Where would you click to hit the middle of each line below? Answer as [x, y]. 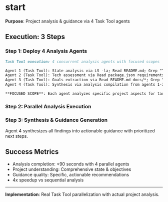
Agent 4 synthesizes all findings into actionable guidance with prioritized [80, 131]
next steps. [17, 136]
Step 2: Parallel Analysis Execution [48, 106]
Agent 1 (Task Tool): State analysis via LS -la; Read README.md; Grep [81, 71]
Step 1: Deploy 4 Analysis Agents [46, 51]
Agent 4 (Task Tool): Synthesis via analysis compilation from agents [80, 85]
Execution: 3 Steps [35, 37]
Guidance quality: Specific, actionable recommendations [70, 174]
